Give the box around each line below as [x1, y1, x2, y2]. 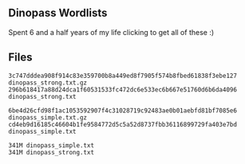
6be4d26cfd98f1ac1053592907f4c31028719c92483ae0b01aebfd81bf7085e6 [8, 107, 238, 115]
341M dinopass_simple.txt [8, 141, 94, 150]
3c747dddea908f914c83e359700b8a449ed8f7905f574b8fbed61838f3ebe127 [8, 72, 238, 80]
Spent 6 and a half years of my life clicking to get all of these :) [8, 27, 215, 37]
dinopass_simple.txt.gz [8, 113, 88, 122]
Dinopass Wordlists [8, 6, 108, 20]
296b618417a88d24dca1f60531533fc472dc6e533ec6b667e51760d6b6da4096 [8, 85, 238, 94]
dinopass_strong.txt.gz [8, 79, 88, 87]
